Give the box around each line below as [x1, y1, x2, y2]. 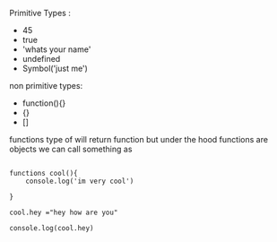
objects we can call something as [9, 143, 133, 154]
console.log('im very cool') [25, 177, 134, 186]
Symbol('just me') [22, 63, 88, 73]
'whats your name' [22, 44, 91, 55]
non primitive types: [9, 81, 83, 91]
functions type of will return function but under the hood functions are [9, 134, 269, 144]
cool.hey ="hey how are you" [9, 208, 118, 217]
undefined [22, 54, 61, 64]
